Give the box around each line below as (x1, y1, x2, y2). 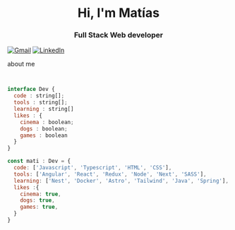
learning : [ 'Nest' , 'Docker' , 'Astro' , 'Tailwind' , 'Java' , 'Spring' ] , (13, 177, 229, 184)
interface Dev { (7, 86, 55, 93)
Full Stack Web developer (73, 30, 164, 40)
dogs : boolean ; (20, 125, 68, 132)
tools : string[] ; (13, 99, 68, 107)
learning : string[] (13, 106, 74, 113)
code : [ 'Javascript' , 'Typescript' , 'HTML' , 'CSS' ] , (13, 164, 172, 171)
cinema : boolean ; (20, 119, 74, 126)
